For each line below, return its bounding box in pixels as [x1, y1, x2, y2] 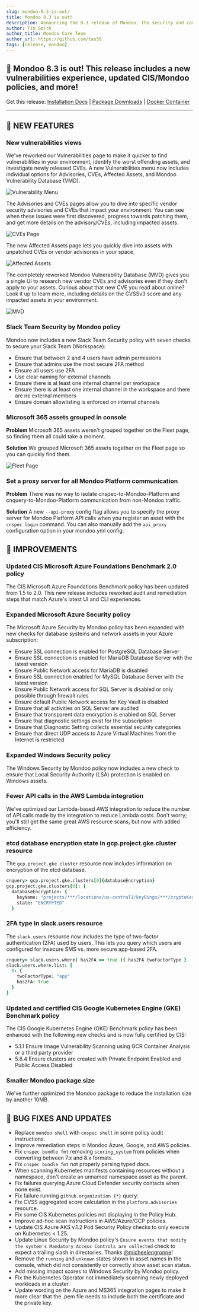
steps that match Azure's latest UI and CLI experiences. [6, 596, 142, 603]
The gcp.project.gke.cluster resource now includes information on [6, 860, 172, 867]
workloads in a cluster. [14, 1281, 70, 1288]
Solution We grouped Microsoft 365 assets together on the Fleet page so [6, 444, 185, 451]
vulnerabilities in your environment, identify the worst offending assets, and [6, 158, 191, 165]
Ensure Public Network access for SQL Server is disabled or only [14, 686, 174, 693]
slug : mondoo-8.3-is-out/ [6, 8, 70, 15]
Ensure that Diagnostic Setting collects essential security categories [14, 724, 181, 731]
